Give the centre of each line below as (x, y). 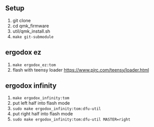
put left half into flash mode (41, 103)
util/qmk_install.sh (31, 31)
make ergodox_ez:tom (34, 65)
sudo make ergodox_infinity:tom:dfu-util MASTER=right (71, 120)
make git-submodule (33, 37)
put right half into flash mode (43, 114)
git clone (22, 20)
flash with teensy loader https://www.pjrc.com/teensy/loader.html (81, 70)
